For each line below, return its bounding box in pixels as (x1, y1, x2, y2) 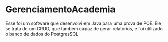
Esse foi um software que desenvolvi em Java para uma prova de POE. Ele (5, 20, 161, 26)
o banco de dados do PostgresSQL (5, 31, 79, 37)
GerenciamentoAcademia (5, 4, 116, 15)
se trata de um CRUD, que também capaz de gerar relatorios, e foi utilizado (5, 25, 163, 31)
